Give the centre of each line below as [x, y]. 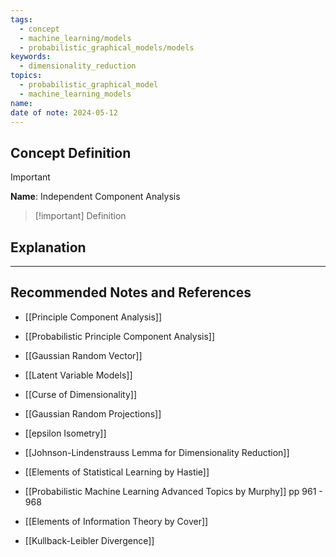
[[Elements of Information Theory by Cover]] [116, 521]
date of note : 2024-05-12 [64, 112]
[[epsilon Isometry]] [65, 433]
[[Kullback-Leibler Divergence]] [89, 540]
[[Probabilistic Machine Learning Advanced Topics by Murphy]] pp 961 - [173, 491]
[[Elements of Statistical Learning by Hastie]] [117, 472]
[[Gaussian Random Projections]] [93, 413]
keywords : [31, 57]
